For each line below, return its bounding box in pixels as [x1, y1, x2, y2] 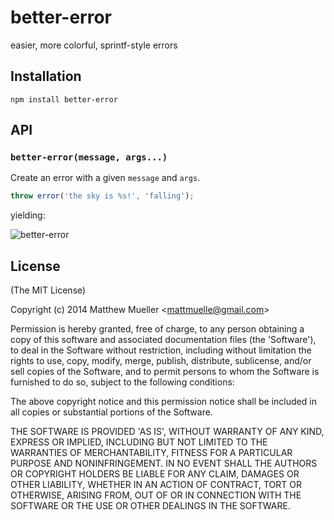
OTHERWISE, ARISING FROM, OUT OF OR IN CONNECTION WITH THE [10, 489, 302, 501]
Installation [10, 68, 82, 85]
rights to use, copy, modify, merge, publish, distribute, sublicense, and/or [10, 355, 312, 367]
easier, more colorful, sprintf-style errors [10, 39, 178, 51]
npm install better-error [10, 94, 118, 105]
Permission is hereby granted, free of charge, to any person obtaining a [10, 323, 305, 335]
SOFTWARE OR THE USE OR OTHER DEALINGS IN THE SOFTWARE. [10, 500, 291, 512]
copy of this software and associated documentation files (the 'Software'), [10, 334, 317, 346]
